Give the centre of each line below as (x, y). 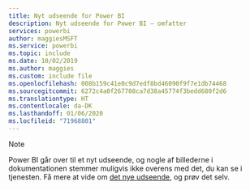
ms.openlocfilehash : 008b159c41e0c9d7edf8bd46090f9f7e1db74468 (118, 83)
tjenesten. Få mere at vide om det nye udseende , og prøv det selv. (119, 177)
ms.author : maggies (41, 69)
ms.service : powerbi (43, 46)
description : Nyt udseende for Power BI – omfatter (97, 23)
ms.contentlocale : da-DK (50, 106)
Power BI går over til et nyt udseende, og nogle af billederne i (111, 159)
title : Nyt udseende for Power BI (67, 16)
